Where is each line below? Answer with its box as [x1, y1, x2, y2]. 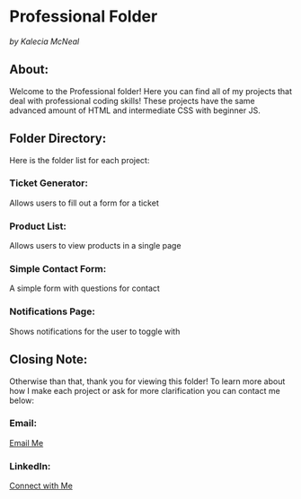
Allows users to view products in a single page [9, 241, 181, 251]
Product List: [9, 220, 67, 232]
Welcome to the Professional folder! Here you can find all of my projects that [9, 85, 293, 96]
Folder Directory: [9, 131, 107, 146]
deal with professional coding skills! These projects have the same [9, 95, 255, 106]
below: [9, 395, 34, 406]
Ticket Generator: [9, 177, 88, 189]
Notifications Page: [9, 305, 96, 318]
